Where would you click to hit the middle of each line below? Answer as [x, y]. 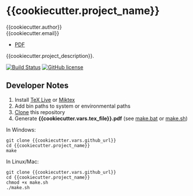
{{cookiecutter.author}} [34, 27]
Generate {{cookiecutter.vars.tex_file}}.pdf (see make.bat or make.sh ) [101, 118]
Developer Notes [37, 86]
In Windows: [21, 129]
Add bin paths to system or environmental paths [72, 106]
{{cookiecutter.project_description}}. [50, 56]
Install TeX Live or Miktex [44, 99]
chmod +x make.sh [27, 183]
